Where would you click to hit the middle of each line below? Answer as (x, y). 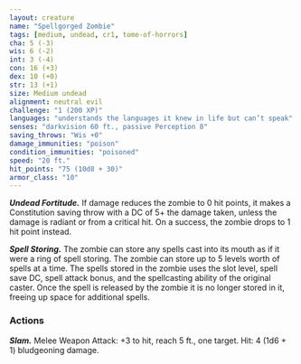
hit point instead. (41, 232)
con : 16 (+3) (34, 69)
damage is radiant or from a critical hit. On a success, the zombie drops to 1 (150, 222)
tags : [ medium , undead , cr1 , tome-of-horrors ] (99, 34)
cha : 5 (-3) (32, 43)
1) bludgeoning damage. (54, 350)
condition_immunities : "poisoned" (75, 152)
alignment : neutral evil (56, 102)
